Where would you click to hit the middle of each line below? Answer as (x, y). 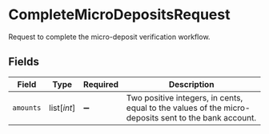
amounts (27, 108)
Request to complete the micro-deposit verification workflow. (109, 37)
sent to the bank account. (209, 117)
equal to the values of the (174, 108)
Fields (24, 62)
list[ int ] (62, 108)
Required (100, 84)
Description (191, 84)
